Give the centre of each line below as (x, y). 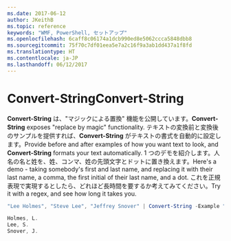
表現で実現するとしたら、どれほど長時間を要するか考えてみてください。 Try (114, 185)
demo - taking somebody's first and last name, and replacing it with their (110, 169)
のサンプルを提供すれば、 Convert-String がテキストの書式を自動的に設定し (114, 135)
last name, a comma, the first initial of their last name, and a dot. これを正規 (114, 177)
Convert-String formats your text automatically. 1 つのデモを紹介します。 (111, 152)
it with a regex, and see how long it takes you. (72, 194)
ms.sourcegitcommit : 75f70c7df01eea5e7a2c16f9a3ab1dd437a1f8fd (100, 45)
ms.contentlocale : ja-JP (43, 58)
